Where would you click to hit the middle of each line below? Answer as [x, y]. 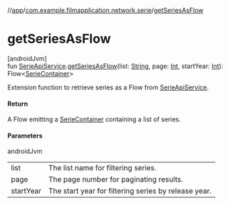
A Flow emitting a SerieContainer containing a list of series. [94, 119]
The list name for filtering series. [103, 168]
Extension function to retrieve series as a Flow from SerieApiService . [108, 87]
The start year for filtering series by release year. [130, 191]
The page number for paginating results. [116, 179]
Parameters [25, 135]
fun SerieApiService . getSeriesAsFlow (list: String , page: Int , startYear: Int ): [115, 66]
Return [18, 104]
